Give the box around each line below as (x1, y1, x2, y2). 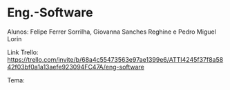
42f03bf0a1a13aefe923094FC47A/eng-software (7, 63, 145, 71)
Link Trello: (7, 48, 39, 56)
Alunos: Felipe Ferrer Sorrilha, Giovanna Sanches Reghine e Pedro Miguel (7, 27, 216, 36)
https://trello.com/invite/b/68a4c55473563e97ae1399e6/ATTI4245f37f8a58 (7, 55, 224, 63)
